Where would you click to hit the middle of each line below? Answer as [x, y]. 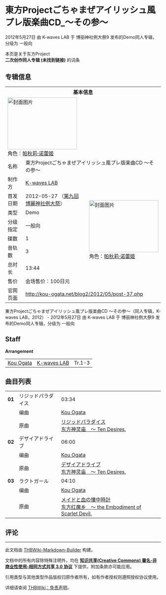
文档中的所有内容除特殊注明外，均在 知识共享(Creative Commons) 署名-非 [81, 560]
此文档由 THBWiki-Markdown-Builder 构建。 [50, 550]
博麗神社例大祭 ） [45, 203]
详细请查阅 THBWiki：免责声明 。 [38, 588]
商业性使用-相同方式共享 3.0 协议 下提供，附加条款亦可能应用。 [70, 567]
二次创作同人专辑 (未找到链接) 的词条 [42, 60]
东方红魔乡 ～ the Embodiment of [101, 507]
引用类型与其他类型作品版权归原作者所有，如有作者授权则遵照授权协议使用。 [83, 577]
